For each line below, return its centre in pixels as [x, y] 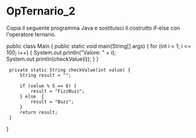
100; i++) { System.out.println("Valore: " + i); [61, 52]
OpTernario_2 [41, 11]
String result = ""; [45, 75]
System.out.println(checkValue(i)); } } [52, 59]
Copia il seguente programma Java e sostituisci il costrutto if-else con [93, 28]
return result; [39, 112]
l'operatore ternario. [31, 34]
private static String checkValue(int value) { [70, 70]
